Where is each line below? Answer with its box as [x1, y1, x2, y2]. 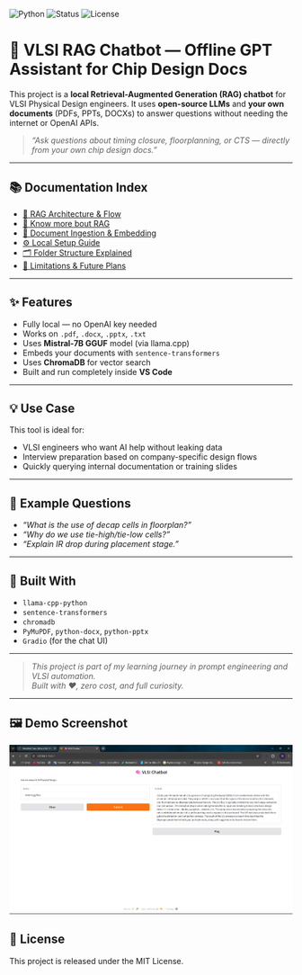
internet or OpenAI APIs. [9, 117, 100, 128]
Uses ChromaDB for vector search [22, 356, 151, 368]
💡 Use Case [9, 400, 75, 416]
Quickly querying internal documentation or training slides [22, 461, 238, 472]
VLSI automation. [31, 671, 96, 681]
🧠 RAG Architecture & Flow [22, 208, 121, 219]
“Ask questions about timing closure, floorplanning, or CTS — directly [31, 135, 290, 146]
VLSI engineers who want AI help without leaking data [22, 442, 223, 453]
